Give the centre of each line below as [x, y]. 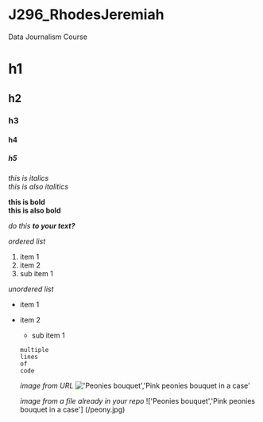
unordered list [31, 289]
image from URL [46, 385]
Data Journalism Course [48, 37]
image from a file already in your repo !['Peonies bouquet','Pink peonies [137, 401]
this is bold [27, 202]
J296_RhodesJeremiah [86, 15]
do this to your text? [42, 226]
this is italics [29, 178]
